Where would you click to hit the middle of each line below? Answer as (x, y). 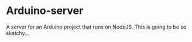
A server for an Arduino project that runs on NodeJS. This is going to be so (96, 27)
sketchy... (18, 33)
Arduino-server (45, 11)
